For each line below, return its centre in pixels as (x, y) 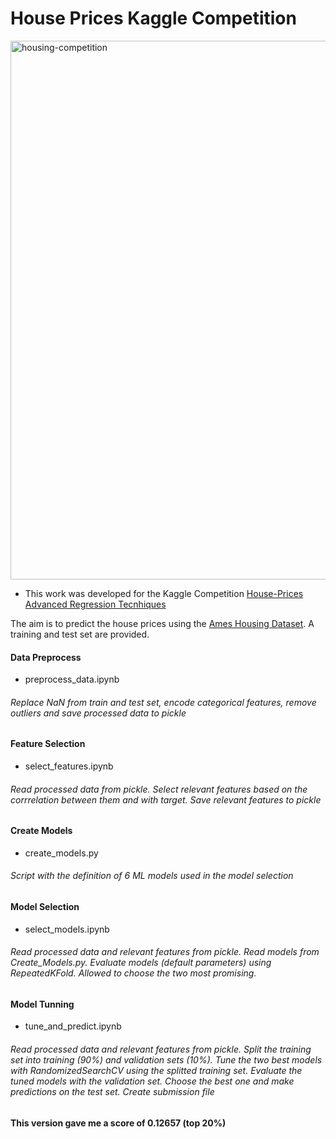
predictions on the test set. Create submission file (112, 1091)
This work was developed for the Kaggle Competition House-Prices (164, 593)
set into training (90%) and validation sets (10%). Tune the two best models (166, 1059)
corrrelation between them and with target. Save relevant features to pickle (166, 799)
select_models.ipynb (67, 929)
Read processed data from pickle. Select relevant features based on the (159, 789)
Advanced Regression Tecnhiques (95, 604)
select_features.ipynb (69, 766)
